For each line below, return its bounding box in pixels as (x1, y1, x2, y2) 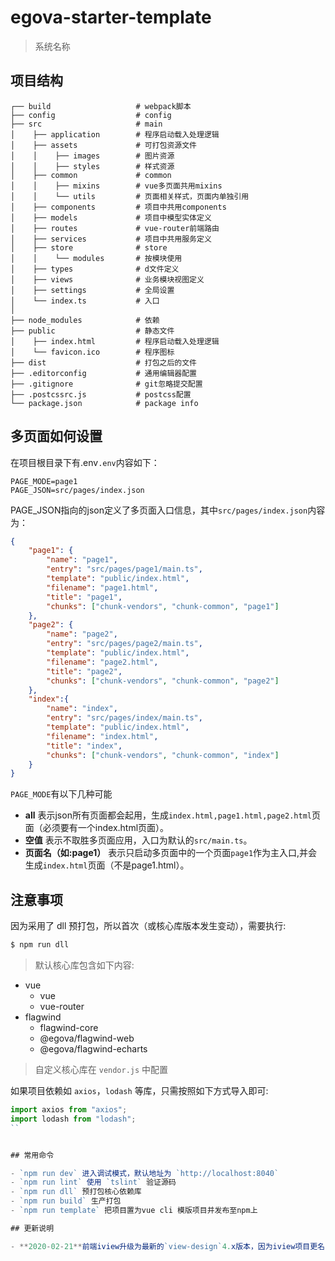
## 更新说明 (10, 1223, 55, 1233)
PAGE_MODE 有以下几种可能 (10, 788, 113, 800)
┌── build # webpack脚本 (10, 101, 192, 111)
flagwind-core (39, 1022, 99, 1033)
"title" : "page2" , (46, 666, 123, 676)
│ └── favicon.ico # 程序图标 (10, 347, 175, 357)
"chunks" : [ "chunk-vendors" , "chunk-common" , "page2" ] (46, 676, 280, 686)
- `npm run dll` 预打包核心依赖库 (10, 1187, 142, 1197)
